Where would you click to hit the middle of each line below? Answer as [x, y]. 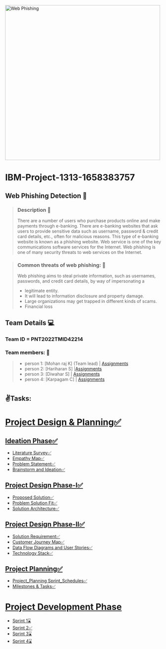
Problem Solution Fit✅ [35, 503]
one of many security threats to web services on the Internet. [80, 252]
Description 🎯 [34, 210]
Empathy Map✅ [28, 458]
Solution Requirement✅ [36, 536]
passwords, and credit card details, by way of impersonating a [81, 281]
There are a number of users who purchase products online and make [89, 221]
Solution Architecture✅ [36, 508]
